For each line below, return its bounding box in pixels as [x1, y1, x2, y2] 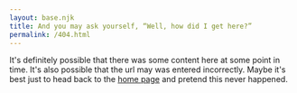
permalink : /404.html [9, 30, 91, 39]
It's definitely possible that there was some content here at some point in [9, 55, 281, 66]
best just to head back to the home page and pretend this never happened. [9, 74, 289, 85]
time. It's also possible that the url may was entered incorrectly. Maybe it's [9, 64, 286, 75]
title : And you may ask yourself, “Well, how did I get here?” [9, 22, 253, 31]
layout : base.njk [9, 13, 75, 23]
